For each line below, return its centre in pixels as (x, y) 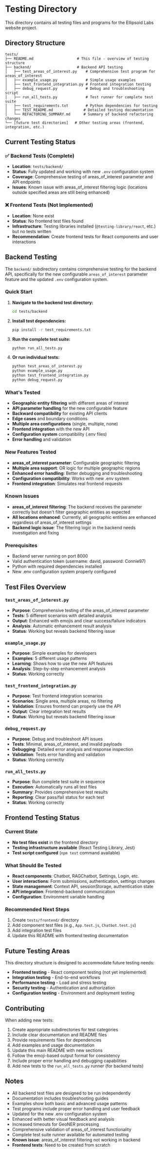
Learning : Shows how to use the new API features (62, 663)
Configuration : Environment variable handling (58, 897)
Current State (21, 832)
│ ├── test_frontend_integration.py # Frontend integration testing (78, 84)
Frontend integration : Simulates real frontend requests (67, 483)
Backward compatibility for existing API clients (60, 413)
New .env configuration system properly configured (64, 572)
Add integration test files (37, 930)
